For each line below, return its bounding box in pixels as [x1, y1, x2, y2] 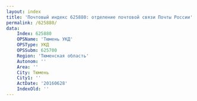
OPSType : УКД [17, 42, 49, 48]
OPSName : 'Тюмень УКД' [17, 36, 73, 42]
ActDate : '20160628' [17, 81, 68, 87]
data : [6, 25, 20, 31]
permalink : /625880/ [6, 20, 58, 26]
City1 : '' [17, 75, 42, 81]
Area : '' [17, 64, 39, 70]
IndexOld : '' [17, 86, 49, 92]
